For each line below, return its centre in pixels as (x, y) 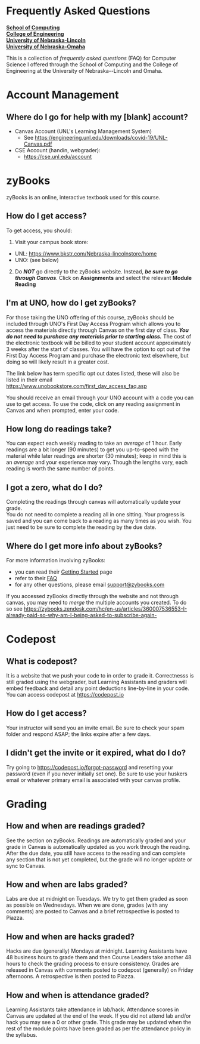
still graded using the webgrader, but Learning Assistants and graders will (97, 682)
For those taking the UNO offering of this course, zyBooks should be (90, 317)
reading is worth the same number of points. (60, 469)
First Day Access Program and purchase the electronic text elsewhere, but (97, 355)
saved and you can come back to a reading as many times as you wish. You (99, 521)
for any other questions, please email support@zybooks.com (90, 584)
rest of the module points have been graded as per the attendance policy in (99, 1028)
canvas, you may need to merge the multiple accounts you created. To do (96, 602)
